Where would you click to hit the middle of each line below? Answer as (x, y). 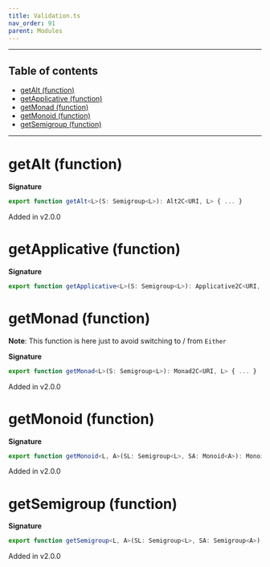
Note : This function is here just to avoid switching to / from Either (117, 341)
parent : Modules (35, 31)
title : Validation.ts (45, 16)
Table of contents (53, 70)
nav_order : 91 (32, 23)
